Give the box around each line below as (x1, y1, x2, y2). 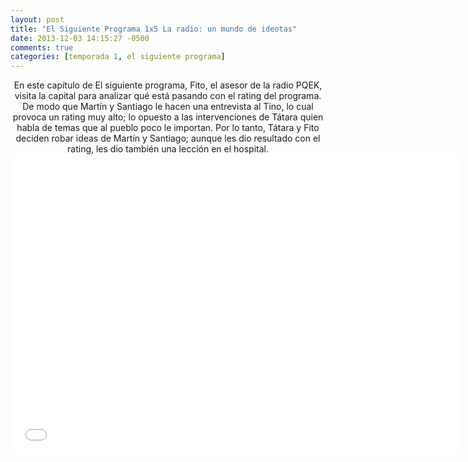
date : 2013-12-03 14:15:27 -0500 (10, 33, 150, 43)
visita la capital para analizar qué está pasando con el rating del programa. (14, 90, 322, 102)
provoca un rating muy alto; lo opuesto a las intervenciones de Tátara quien (12, 111, 324, 123)
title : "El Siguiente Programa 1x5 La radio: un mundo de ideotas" (10, 24, 298, 34)
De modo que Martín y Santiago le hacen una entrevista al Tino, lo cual (22, 101, 314, 113)
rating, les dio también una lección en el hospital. (67, 143, 269, 155)
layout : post (10, 14, 65, 25)
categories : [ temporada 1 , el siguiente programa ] (10, 52, 226, 62)
